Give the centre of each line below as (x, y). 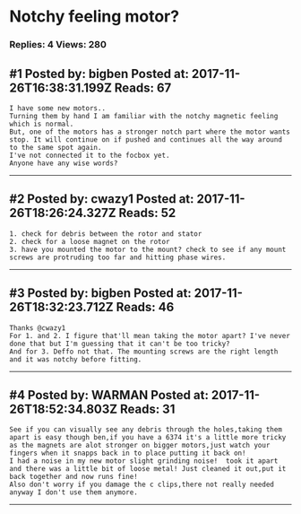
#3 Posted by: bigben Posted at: (101, 293)
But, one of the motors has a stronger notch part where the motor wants (150, 132)
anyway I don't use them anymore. (74, 492)
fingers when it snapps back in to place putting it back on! (128, 453)
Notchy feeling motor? (95, 17)
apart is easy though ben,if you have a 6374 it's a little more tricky (148, 438)
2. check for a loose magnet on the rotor (90, 241)
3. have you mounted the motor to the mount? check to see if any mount (148, 249)
